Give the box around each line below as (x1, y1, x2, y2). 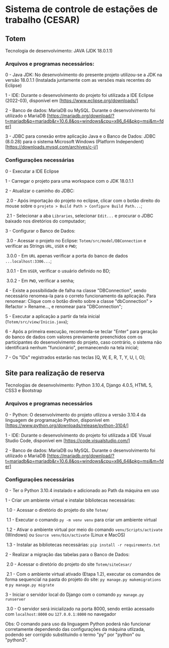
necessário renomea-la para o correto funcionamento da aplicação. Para (5, 293, 156, 299)
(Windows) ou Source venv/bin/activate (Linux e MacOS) (5, 532, 126, 538)
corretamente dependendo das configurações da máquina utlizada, (5, 626, 145, 632)
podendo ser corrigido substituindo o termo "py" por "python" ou (5, 632, 141, 637)
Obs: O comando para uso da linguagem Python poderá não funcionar (5, 621, 151, 627)
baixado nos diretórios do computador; (5, 218, 87, 224)
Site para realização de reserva (5, 368, 105, 377)
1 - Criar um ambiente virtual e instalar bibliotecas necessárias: (5, 497, 136, 503)
